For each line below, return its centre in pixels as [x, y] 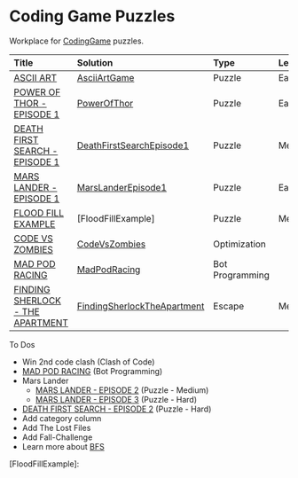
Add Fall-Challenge [57, 437]
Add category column [62, 418]
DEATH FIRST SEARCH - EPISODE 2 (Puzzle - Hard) [117, 409]
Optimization [239, 244]
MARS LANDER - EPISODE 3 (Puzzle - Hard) [116, 399]
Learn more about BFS [63, 446]
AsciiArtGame [106, 77]
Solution [95, 62]
